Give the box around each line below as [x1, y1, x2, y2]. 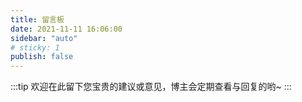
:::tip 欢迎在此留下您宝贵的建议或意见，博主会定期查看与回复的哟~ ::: [10, 81, 292, 93]
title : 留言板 [10, 14, 65, 25]
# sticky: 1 [10, 42, 60, 53]
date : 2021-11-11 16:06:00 [10, 24, 123, 34]
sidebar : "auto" [10, 33, 78, 43]
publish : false [10, 52, 74, 62]
